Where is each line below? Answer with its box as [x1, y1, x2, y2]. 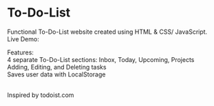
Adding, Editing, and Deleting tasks [7, 63, 107, 71]
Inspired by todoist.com [7, 91, 74, 99]
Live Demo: [7, 34, 39, 43]
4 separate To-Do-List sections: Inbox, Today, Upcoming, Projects [7, 55, 195, 63]
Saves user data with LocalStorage [7, 70, 106, 78]
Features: [7, 48, 34, 56]
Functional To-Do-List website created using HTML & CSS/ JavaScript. [7, 28, 208, 36]
